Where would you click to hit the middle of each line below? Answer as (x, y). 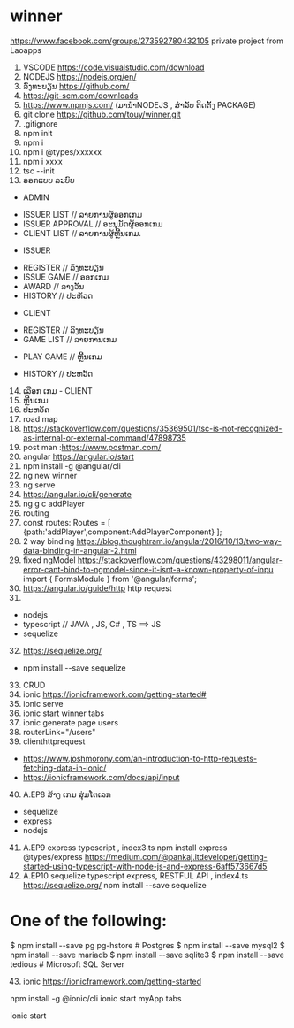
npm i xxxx (42, 161)
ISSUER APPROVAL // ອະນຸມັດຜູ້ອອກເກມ (93, 224)
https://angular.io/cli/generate (77, 494)
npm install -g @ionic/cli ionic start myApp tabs (96, 998)
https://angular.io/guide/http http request (97, 588)
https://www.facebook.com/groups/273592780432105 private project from (147, 41)
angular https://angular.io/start (79, 456)
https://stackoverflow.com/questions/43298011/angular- (180, 560)
